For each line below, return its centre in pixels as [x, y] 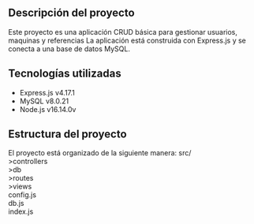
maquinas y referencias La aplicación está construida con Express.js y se [127, 40]
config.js [22, 195]
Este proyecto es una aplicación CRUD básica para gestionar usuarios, [123, 32]
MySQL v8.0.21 [44, 101]
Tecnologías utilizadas [65, 74]
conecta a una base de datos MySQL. [69, 49]
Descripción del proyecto [72, 13]
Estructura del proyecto [68, 134]
